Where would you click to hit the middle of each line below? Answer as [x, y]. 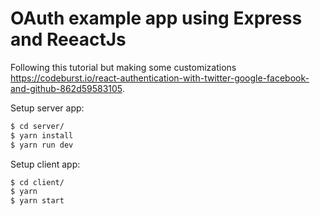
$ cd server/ [37, 126]
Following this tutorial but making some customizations [123, 67]
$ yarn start [37, 201]
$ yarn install [42, 135]
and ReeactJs [68, 39]
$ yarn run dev [42, 145]
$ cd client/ [37, 182]
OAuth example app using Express [156, 18]
